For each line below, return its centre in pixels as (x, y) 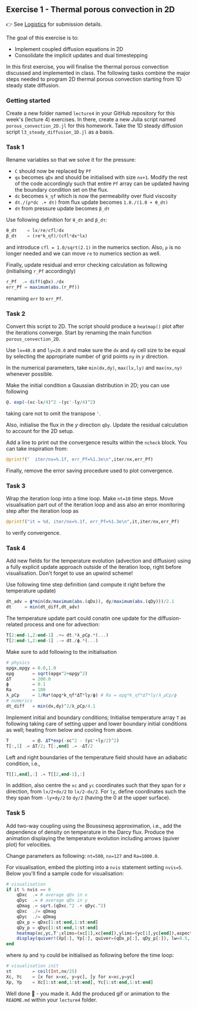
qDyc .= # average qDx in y (52, 901)
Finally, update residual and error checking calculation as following (87, 265)
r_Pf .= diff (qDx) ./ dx (35, 282)
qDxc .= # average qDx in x (52, 895)
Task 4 (16, 548)
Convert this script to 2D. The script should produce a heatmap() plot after (95, 326)
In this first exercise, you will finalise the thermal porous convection (87, 66)
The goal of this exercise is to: (43, 38)
